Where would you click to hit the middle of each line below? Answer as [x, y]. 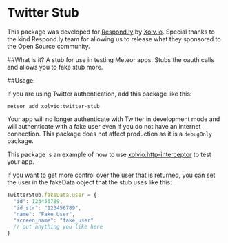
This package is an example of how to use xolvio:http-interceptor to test [109, 154]
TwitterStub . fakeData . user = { [52, 195]
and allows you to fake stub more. [55, 67]
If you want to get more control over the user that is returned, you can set [111, 175]
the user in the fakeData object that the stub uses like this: [90, 182]
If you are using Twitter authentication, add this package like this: [100, 94]
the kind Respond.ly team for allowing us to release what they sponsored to [114, 39]
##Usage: [21, 80]
